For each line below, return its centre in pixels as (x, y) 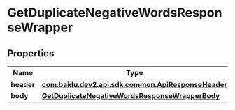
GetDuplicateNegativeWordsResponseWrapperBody (131, 96)
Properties (31, 53)
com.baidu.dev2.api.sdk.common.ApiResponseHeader (134, 85)
